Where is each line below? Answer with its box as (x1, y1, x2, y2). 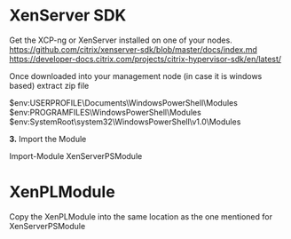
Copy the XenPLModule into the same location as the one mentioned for (9, 211, 273, 222)
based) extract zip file (9, 80, 90, 91)
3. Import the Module (9, 133, 87, 144)
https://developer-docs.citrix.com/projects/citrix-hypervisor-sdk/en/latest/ (9, 53, 282, 64)
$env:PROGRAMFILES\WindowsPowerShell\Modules (9, 107, 201, 117)
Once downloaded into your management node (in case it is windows (9, 70, 263, 81)
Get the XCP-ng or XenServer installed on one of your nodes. (9, 35, 232, 45)
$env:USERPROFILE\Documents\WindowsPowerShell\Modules (9, 97, 238, 108)
